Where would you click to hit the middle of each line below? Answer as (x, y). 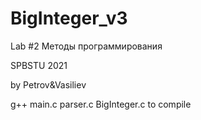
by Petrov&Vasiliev (48, 84)
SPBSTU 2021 (39, 65)
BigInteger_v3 (69, 18)
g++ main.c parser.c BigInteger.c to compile (101, 104)
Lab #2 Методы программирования (86, 46)
